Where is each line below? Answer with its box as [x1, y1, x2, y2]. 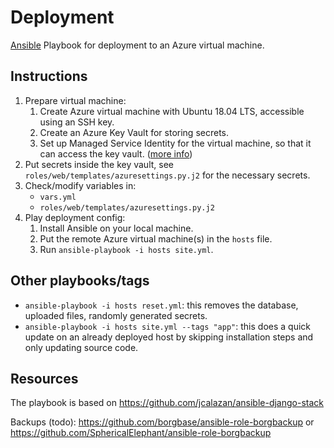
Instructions [10, 68, 88, 85]
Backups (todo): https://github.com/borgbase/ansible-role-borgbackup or [10, 416, 315, 428]
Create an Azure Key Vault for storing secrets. [39, 126, 229, 138]
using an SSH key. [39, 116, 115, 128]
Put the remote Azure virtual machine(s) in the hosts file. [39, 232, 273, 245]
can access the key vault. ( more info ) [39, 147, 193, 160]
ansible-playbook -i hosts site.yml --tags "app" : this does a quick [24, 320, 311, 332]
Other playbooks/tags [10, 272, 150, 290]
